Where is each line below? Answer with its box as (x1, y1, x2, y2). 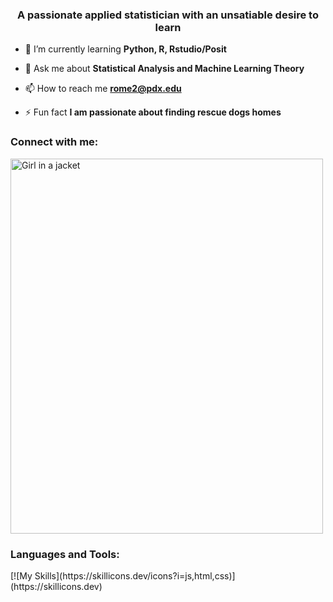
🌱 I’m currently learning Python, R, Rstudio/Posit (24, 43, 227, 55)
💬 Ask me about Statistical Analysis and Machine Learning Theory (24, 63, 305, 75)
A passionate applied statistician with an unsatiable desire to (17, 8, 319, 22)
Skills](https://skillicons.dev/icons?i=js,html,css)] (34, 569, 236, 582)
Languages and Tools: (10, 547, 120, 561)
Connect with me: (10, 135, 99, 149)
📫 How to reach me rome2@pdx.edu (24, 83, 182, 95)
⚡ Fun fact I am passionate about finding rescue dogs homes (24, 106, 282, 118)
